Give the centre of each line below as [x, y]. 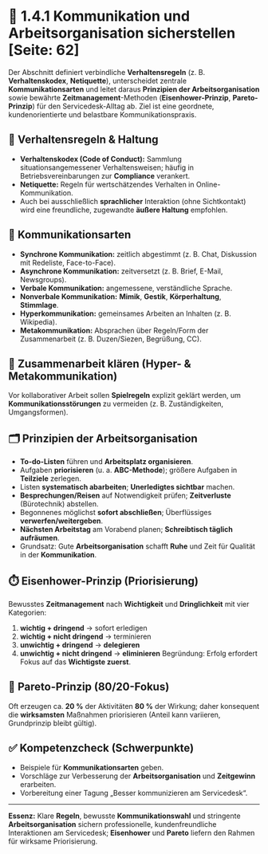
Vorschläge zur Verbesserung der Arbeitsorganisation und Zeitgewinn [138, 776]
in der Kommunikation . [58, 555]
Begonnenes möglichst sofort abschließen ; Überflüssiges [116, 513]
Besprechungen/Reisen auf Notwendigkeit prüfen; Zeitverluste [125, 496]
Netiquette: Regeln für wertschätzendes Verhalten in [107, 184]
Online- [208, 184]
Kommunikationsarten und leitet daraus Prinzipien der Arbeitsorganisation [134, 89]
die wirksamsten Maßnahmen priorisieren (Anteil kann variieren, [114, 714]
